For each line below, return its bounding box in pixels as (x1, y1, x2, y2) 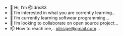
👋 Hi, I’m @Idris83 (9, 5, 47, 10)
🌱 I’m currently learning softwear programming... (9, 15, 110, 20)
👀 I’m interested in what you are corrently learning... (9, 10, 116, 16)
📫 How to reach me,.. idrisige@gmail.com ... (9, 26, 100, 31)
